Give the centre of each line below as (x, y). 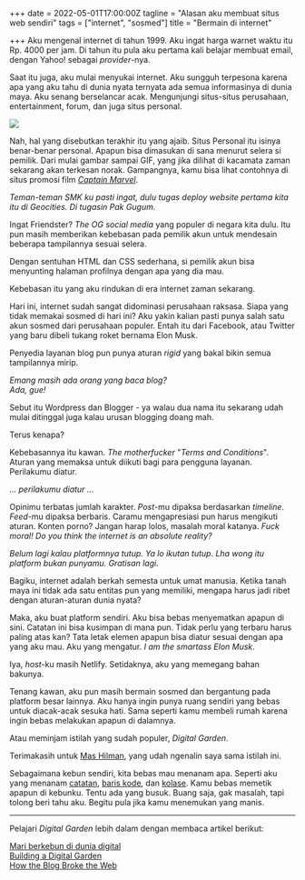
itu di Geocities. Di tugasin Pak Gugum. (83, 207)
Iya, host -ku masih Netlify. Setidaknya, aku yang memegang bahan (135, 664)
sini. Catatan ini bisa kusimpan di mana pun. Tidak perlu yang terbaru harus (151, 627)
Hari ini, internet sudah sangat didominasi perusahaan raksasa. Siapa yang (149, 306)
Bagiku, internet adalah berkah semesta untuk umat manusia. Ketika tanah (148, 580)
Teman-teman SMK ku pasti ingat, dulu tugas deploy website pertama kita (149, 197)
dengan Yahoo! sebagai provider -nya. (80, 60)
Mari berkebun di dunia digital (65, 846)
